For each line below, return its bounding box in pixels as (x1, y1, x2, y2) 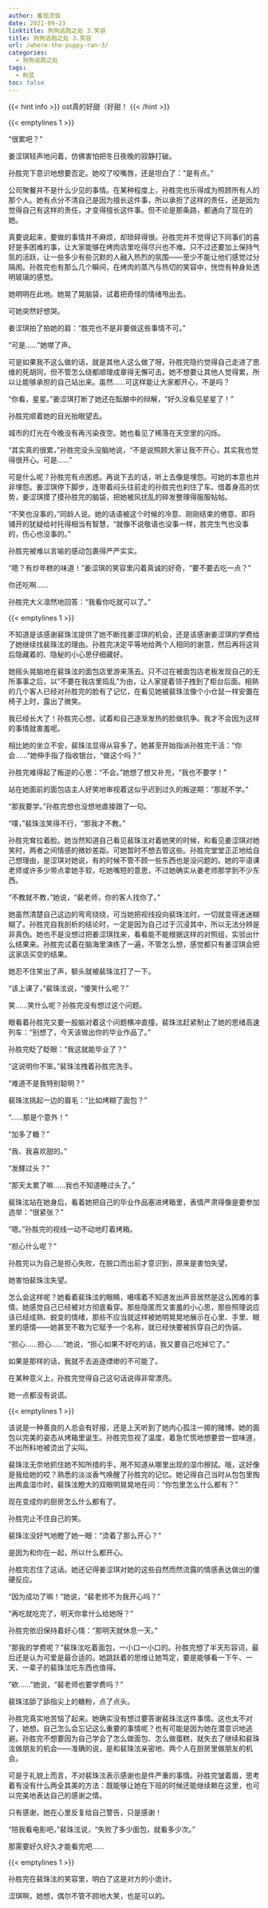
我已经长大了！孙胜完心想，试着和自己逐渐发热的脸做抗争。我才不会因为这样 (8, 713, 260, 723)
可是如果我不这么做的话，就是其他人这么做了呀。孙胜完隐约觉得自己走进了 (8, 357, 253, 366)
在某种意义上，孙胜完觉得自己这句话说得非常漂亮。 (8, 1373, 176, 1383)
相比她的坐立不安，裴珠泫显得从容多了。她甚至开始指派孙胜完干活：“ (8, 740, 235, 750)
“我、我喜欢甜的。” (8, 1146, 68, 1156)
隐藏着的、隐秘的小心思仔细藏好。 (14, 649, 128, 659)
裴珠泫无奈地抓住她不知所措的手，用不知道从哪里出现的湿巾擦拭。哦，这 (8, 1459, 246, 1469)
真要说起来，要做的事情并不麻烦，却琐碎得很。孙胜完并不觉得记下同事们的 (8, 232, 253, 241)
